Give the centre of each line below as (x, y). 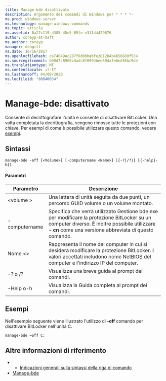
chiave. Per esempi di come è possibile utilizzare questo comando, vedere (81, 128)
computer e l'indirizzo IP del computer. (93, 263)
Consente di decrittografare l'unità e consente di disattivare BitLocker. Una (81, 117)
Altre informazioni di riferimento (56, 350)
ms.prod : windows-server (31, 19)
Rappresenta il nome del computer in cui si (98, 244)
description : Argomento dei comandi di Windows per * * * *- (69, 14)
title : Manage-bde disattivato (37, 10)
